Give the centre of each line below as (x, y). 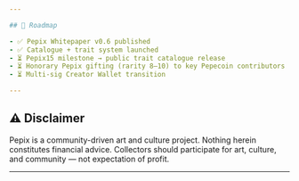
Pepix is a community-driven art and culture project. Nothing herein (133, 140)
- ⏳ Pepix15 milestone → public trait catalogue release (117, 58)
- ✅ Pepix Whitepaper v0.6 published (80, 41)
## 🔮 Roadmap (33, 25)
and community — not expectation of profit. (89, 159)
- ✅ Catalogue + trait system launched (84, 50)
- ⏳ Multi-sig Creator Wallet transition (88, 75)
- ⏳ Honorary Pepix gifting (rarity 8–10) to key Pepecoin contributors (147, 66)
